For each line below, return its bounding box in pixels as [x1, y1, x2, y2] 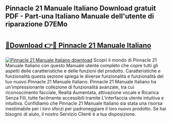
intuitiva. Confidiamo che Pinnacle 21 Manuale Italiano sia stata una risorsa [5, 100, 163, 106]
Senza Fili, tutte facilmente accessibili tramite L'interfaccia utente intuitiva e [5, 95, 164, 101]
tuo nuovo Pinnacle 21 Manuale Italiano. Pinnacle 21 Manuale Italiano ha [5, 79, 157, 84]
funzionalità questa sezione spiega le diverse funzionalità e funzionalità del [5, 73, 164, 79]
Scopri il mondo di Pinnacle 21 [93, 57, 157, 63]
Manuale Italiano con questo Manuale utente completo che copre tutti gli [5, 63, 158, 68]
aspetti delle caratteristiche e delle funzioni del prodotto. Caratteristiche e [5, 68, 161, 74]
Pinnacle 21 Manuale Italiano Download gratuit [5, 4, 156, 13]
